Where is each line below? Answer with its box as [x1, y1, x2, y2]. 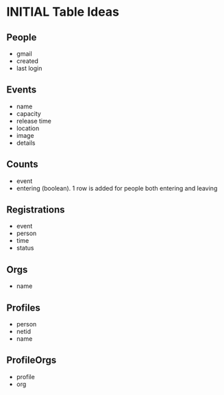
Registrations [6, 204, 66, 216]
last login [16, 64, 42, 72]
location [16, 124, 40, 132]
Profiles [6, 302, 40, 313]
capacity [16, 109, 42, 117]
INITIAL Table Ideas [6, 4, 119, 20]
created [16, 57, 39, 65]
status [16, 244, 34, 252]
